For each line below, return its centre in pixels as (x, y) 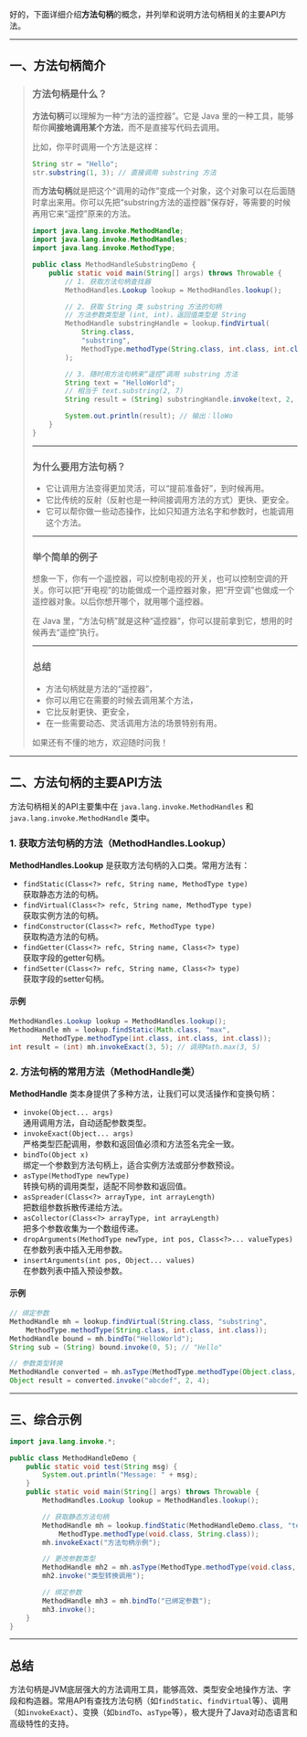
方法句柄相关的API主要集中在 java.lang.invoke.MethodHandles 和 (132, 806)
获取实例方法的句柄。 (63, 915)
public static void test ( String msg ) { (102, 1467)
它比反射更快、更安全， (90, 711)
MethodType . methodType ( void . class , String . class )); (159, 1534)
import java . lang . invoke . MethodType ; (104, 249)
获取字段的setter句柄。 (66, 979)
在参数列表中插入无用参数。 (75, 1249)
